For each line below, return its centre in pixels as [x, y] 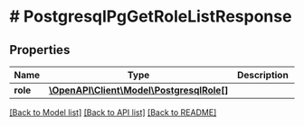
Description [263, 75]
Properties [40, 50]
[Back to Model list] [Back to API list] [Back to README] [113, 112]
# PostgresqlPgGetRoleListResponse [151, 17]
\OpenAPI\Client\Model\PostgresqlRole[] [138, 90]
